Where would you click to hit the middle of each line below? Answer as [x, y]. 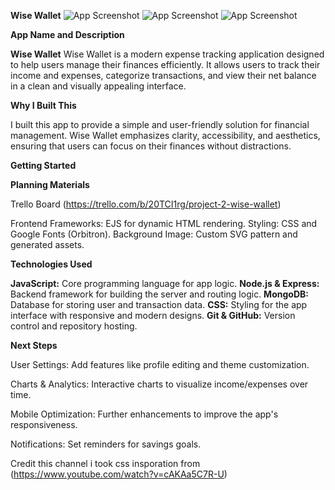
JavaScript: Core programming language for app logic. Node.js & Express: [165, 283]
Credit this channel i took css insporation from [105, 463]
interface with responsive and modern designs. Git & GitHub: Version [153, 315]
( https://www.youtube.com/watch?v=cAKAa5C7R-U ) [119, 474]
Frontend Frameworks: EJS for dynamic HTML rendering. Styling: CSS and [164, 223]
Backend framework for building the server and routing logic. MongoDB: [159, 294]
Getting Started [43, 165]
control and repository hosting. [74, 326]
